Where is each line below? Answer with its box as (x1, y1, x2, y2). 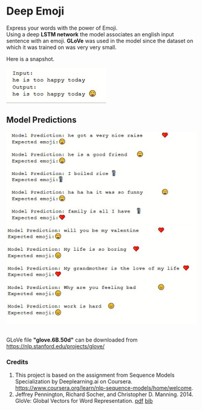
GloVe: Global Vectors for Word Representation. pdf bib (15, 397, 153, 405)
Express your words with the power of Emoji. (6, 24, 118, 31)
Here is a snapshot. (6, 55, 54, 62)
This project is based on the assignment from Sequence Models (15, 371, 175, 379)
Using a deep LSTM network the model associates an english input (6, 30, 174, 38)
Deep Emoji (6, 4, 65, 18)
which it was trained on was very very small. (6, 44, 117, 51)
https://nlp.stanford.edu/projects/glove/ (6, 343, 105, 350)
